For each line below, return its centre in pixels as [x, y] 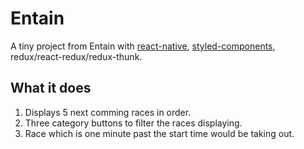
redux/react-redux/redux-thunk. [76, 56]
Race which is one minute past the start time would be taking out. [159, 133]
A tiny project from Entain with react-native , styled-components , [143, 46]
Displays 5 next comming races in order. [108, 112]
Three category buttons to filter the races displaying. [133, 123]
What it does [51, 88]
